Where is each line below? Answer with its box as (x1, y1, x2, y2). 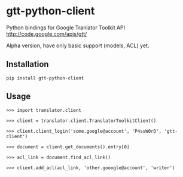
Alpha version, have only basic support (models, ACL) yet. (6, 42, 150, 49)
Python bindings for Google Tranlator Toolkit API (6, 24, 126, 31)
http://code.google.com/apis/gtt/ (6, 30, 87, 37)
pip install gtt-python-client (6, 75, 84, 81)
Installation (6, 59, 49, 69)
